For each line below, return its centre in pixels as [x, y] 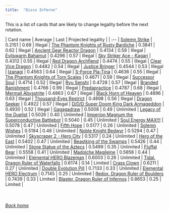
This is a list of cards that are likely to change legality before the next [77, 24]
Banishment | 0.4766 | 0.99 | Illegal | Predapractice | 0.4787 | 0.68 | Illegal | [83, 88]
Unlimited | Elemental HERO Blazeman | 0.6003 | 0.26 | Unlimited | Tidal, [80, 157]
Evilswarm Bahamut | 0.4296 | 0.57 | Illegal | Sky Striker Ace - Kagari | [78, 56]
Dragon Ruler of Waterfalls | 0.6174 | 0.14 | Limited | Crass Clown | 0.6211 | [82, 163]
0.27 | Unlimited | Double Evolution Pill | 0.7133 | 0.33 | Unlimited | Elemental [84, 168]
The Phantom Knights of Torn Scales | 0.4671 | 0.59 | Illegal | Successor [80, 77]
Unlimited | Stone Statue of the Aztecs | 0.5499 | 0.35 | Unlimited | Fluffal [81, 146]
